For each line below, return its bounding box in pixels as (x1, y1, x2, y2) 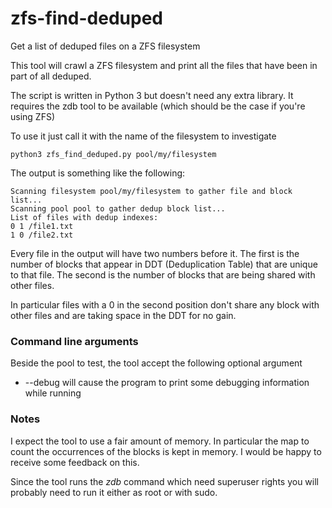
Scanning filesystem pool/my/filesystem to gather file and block (10, 186, 293, 196)
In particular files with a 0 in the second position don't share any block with (10, 298, 320, 311)
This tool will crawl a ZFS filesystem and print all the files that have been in (10, 59, 318, 71)
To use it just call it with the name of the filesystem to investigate (10, 130, 277, 142)
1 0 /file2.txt (10, 230, 74, 240)
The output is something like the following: (10, 167, 186, 179)
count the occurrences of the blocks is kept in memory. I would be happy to (10, 445, 322, 457)
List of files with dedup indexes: (10, 212, 159, 222)
